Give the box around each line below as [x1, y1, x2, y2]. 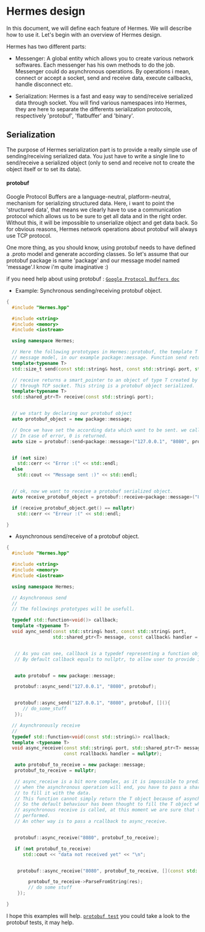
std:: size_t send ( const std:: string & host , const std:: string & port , [12, 365, 192, 372]
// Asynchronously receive [12, 722, 81, 728]
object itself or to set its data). [6, 165, 82, 172]
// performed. [14, 813, 51, 819]
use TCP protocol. [6, 232, 52, 239]
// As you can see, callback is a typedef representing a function [14, 650, 190, 656]
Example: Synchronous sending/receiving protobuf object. [15, 287, 162, 294]
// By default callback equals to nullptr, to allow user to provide [14, 656, 195, 662]
